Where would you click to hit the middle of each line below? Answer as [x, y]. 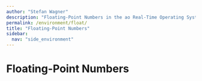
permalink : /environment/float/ [47, 23]
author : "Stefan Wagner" [37, 12]
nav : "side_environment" [43, 39]
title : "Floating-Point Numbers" [48, 28]
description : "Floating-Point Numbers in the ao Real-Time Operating [95, 17]
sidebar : [17, 34]
